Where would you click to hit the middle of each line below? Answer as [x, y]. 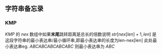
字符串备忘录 [24, 9]
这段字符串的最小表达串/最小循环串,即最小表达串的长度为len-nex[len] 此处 [79, 40]
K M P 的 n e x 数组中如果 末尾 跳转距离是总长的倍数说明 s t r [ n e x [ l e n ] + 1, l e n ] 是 [81, 34]
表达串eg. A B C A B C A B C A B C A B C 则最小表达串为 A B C [62, 46]
